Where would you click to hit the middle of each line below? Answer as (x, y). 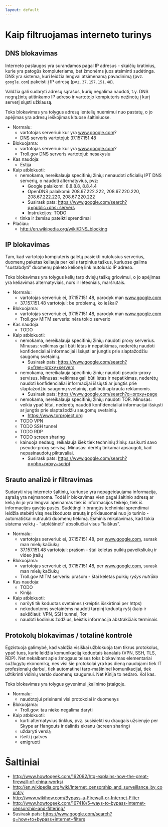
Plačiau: (21, 223)
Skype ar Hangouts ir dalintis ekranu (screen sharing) (75, 726)
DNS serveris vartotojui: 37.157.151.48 (58, 138)
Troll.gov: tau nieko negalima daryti (56, 710)
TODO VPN (32, 421)
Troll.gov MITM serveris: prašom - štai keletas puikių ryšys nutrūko (89, 577)
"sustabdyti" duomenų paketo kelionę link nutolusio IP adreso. (69, 267)
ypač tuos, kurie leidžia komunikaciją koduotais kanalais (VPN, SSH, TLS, (81, 653)
